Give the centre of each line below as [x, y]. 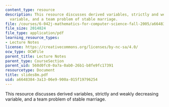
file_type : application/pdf [35, 33]
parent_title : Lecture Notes [36, 56]
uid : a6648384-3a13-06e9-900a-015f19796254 [52, 79]
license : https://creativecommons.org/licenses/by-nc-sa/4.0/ [72, 47]
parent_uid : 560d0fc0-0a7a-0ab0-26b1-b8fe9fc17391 [59, 65]
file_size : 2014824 [26, 28]
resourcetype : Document [30, 70]
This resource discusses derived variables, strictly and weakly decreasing [82, 93]
